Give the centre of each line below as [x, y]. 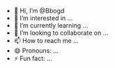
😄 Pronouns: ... [36, 51]
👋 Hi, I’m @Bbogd [39, 11]
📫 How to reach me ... [46, 41]
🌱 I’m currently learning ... [51, 25]
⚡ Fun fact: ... [33, 58]
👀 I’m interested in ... [43, 18]
